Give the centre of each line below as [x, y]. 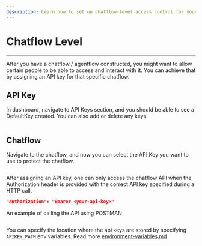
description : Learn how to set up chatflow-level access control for [95, 12]
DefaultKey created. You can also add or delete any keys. [77, 116]
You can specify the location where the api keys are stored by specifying [96, 230]
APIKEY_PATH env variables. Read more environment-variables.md [87, 236]
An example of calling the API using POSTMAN [64, 213]
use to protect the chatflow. [40, 161]
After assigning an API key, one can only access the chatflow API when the [99, 178]
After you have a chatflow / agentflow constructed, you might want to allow [99, 64]
